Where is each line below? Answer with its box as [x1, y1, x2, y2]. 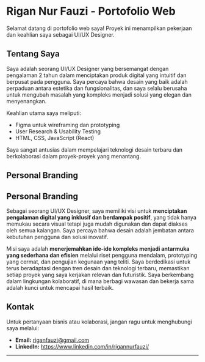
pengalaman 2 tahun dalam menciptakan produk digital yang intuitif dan [6, 72, 187, 79]
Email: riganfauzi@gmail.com [15, 336, 90, 344]
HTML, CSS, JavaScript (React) [15, 134, 95, 141]
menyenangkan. [6, 97, 47, 105]
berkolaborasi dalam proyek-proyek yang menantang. [6, 152, 142, 160]
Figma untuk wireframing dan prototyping [15, 121, 120, 128]
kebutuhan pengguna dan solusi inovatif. [6, 233, 109, 240]
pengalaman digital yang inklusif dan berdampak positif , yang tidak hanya [6, 213, 196, 221]
